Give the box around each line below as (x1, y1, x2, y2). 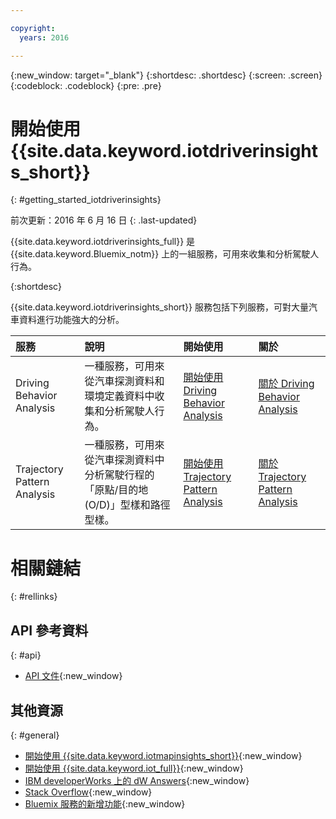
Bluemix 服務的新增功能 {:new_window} (24, 798, 186, 810)
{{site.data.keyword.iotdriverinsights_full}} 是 (10, 236, 196, 248)
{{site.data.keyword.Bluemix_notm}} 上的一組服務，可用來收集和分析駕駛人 (10, 248, 320, 260)
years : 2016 (19, 32, 70, 43)
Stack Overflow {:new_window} (24, 786, 153, 798)
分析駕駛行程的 (84, 468, 155, 482)
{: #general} (10, 729, 60, 741)
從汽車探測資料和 (84, 374, 165, 388)
